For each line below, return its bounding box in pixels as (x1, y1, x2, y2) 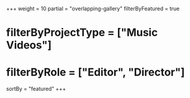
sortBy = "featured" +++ (6, 86, 67, 93)
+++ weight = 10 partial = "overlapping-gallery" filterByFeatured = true (6, 5, 180, 12)
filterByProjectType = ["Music (6, 26, 158, 39)
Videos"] (6, 39, 52, 52)
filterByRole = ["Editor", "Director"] (6, 65, 185, 79)
